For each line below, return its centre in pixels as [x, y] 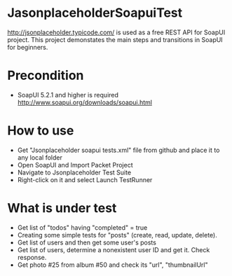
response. [32, 257]
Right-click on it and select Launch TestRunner [85, 179]
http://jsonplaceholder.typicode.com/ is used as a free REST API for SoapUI [116, 32]
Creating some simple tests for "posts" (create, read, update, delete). [117, 235]
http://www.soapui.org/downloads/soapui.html [85, 102]
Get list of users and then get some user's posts [87, 242]
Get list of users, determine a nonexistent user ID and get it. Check [114, 249]
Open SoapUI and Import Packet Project [75, 165]
